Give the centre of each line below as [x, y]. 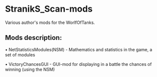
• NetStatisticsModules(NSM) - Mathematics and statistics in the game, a [79, 49]
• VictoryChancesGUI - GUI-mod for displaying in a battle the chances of [78, 64]
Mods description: [34, 38]
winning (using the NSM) [30, 69]
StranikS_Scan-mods [49, 9]
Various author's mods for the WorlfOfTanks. [50, 22]
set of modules [20, 55]
